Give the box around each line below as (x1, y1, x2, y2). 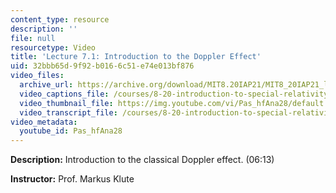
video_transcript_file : (19, 107, 118, 118)
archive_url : (19, 80, 74, 90)
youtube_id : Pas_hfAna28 (19, 126, 123, 136)
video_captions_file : (19, 89, 110, 99)
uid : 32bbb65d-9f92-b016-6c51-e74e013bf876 (10, 61, 195, 71)
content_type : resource (10, 14, 110, 25)
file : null (10, 33, 56, 43)
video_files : (10, 71, 65, 81)
